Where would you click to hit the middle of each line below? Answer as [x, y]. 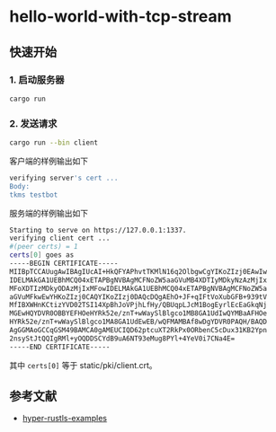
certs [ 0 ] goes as [42, 255]
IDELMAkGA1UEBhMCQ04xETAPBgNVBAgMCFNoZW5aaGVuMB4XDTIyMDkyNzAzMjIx [138, 280]
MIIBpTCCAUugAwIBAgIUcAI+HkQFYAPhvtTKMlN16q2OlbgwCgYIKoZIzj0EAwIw [138, 271]
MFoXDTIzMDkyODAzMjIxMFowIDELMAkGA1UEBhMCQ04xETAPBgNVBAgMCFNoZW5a [138, 288]
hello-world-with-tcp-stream [120, 17]
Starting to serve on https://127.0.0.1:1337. [98, 230]
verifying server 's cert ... [64, 178]
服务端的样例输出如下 [49, 213]
